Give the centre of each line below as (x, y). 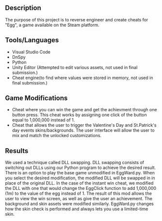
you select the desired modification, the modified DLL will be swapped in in (80, 178)
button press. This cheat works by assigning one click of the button (79, 115)
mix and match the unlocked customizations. (57, 136)
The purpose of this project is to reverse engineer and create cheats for (77, 19)
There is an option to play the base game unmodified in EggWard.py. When (80, 173)
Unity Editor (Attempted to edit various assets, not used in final (75, 67)
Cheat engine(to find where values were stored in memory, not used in (82, 78)
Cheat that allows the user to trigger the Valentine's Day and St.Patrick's (84, 125)
